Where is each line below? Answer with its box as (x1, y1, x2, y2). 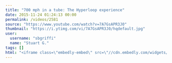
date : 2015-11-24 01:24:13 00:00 (5, 12, 77, 17)
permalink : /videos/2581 (5, 17, 58, 22)
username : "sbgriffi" (10, 36, 56, 41)
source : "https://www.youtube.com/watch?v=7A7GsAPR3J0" (5, 21, 127, 27)
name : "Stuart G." (10, 41, 50, 46)
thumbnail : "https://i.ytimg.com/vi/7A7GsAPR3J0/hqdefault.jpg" (5, 26, 145, 31)
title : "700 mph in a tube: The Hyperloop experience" (5, 7, 125, 13)
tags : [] (5, 45, 24, 50)
